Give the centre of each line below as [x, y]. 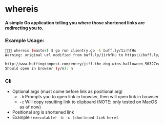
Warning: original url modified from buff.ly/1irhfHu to [64, 55]
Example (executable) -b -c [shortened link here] [65, 117]
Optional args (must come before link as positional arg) [67, 91]
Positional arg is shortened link [43, 112]
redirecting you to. [24, 28]
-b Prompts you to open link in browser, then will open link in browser [89, 96]
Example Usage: [25, 40]
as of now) [30, 107]
